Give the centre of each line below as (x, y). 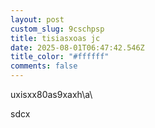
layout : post (37, 19)
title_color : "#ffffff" (60, 57)
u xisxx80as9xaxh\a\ (51, 94)
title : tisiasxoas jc (55, 38)
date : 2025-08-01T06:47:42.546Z (77, 47)
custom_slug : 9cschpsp (57, 29)
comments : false (44, 66)
